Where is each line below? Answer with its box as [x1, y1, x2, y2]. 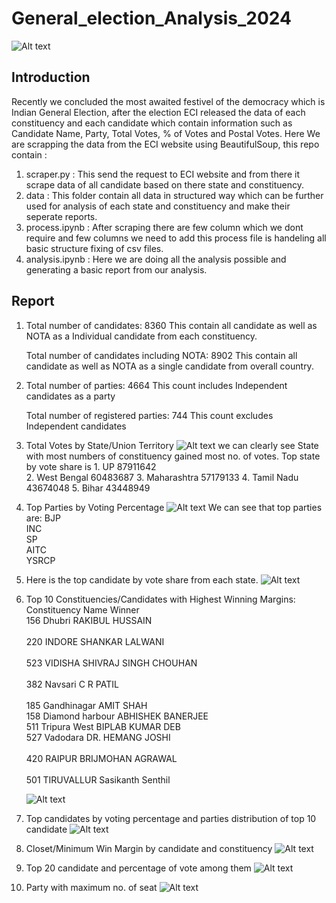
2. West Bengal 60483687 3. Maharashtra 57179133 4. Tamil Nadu [25, 471, 299, 483]
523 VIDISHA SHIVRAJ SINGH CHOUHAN [25, 657, 198, 669]
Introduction [11, 69, 91, 86]
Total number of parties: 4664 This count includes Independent [25, 379, 288, 391]
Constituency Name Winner [25, 603, 140, 616]
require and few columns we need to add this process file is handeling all [25, 232, 327, 244]
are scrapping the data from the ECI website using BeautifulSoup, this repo [11, 138, 320, 150]
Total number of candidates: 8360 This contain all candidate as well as [25, 319, 318, 331]
